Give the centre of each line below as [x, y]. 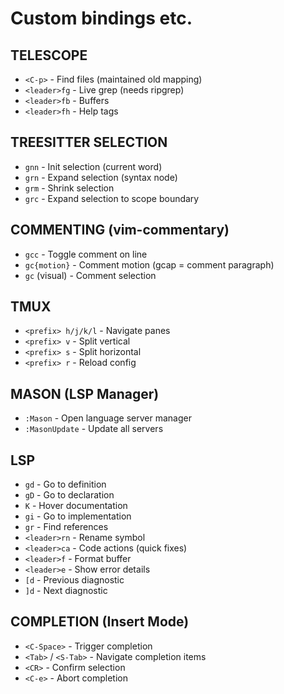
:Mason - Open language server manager [108, 418]
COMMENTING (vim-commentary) [120, 230]
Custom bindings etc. [101, 18]
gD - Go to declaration [69, 495]
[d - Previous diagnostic [74, 580]
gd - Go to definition [65, 484]
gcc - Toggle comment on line [86, 254]
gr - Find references [66, 527]
